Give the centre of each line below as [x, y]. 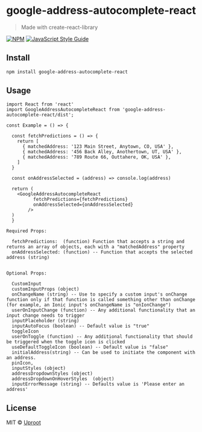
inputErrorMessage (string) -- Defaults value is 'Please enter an [98, 384]
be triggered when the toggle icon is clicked [66, 342]
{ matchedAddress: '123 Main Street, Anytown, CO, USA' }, [98, 147]
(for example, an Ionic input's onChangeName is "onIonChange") [89, 305]
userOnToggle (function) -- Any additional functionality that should [102, 337]
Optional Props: [27, 273]
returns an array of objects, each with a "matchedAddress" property [96, 247]
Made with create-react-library [59, 27]
